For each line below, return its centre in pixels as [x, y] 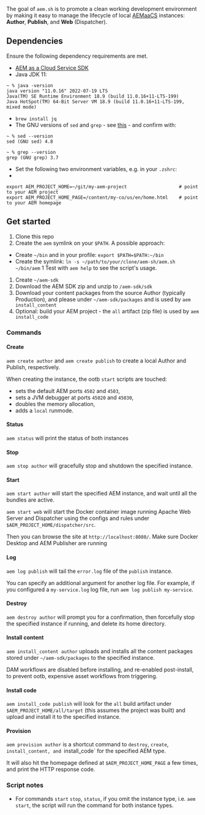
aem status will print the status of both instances [67, 438]
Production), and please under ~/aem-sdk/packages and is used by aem [103, 299]
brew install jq [36, 119]
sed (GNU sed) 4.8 [30, 141]
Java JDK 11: [31, 74]
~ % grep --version [31, 152]
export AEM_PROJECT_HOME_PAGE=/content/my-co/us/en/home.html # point [102, 197]
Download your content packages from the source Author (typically [100, 293]
